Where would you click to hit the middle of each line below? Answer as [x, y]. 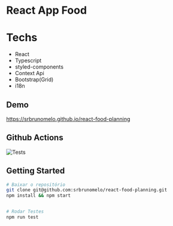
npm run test [22, 217]
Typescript [28, 61]
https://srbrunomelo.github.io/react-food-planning [68, 119]
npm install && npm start [38, 196]
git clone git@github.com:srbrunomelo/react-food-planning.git [87, 190]
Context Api [30, 73]
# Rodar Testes [25, 212]
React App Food [47, 10]
